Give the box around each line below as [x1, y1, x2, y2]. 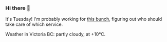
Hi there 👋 [5, 5, 31, 12]
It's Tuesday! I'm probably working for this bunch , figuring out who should [5, 16, 162, 22]
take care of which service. [5, 21, 63, 27]
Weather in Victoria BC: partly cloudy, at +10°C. [5, 31, 106, 37]
